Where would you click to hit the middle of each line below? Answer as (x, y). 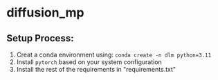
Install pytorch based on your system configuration (89, 62)
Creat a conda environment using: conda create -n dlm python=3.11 (114, 54)
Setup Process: (40, 38)
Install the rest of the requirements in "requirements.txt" (96, 69)
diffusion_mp (45, 13)
